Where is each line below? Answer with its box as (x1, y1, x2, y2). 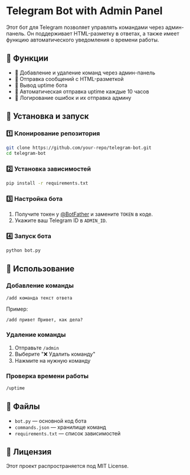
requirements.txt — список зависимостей (14, 430, 121, 437)
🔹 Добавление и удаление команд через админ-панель (14, 69, 155, 76)
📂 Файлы (6, 402, 40, 412)
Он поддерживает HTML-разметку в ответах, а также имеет (27, 30, 179, 37)
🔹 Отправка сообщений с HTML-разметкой (14, 75, 124, 82)
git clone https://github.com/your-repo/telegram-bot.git (6, 145, 152, 151)
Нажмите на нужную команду (14, 357, 91, 364)
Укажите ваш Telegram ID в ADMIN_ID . (14, 217, 107, 224)
